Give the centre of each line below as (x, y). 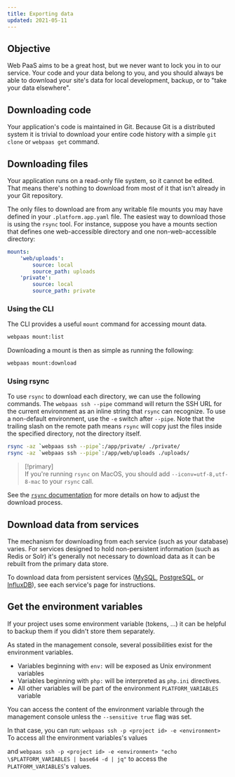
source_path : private (64, 291)
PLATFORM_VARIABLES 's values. (49, 766)
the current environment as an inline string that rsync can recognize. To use (116, 412)
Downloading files (48, 164)
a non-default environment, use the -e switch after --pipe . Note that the (111, 419)
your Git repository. (35, 195)
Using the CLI (31, 309)
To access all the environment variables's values (78, 738)
